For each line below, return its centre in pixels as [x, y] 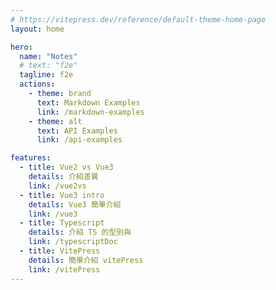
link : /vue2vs [57, 186]
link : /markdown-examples [90, 112]
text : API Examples [77, 131]
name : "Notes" [48, 56]
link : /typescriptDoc [73, 242]
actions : [37, 84]
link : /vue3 [53, 214]
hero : [21, 47]
